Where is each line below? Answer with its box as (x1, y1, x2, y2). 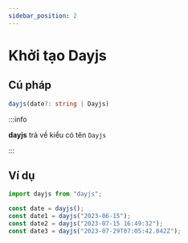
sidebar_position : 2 (8, 11, 78, 20)
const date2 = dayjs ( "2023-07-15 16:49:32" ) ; (8, 219, 163, 228)
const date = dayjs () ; (8, 204, 84, 213)
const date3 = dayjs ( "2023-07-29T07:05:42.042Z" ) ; (8, 227, 182, 235)
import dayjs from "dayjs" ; (8, 190, 103, 198)
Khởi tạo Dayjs (8, 46, 107, 64)
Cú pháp (8, 78, 52, 93)
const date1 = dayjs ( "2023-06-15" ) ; (8, 212, 131, 220)
